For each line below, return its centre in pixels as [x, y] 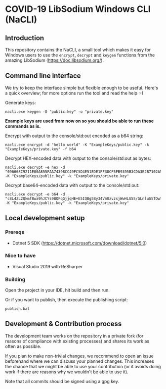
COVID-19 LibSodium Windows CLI [78, 9]
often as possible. [23, 346]
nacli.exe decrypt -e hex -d [35, 167]
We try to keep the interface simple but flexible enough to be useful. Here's [82, 88]
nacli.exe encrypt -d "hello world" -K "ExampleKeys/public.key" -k [77, 145]
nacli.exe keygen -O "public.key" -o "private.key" [59, 112]
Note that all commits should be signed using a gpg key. [62, 381]
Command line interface [43, 76]
